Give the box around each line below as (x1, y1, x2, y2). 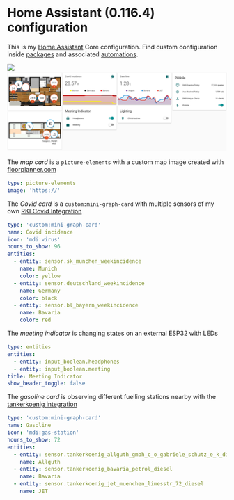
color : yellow (19, 273, 61, 280)
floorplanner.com (7, 166, 57, 174)
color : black (19, 294, 58, 302)
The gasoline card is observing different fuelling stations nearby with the (7, 393, 217, 401)
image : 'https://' (7, 186, 61, 194)
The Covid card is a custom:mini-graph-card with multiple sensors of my (7, 200, 214, 208)
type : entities (7, 344, 52, 350)
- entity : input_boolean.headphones (13, 358, 120, 365)
